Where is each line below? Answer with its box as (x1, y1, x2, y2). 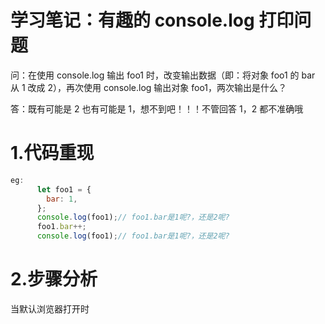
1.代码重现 (10, 142, 95, 165)
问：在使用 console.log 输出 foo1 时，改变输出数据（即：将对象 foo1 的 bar (10, 69, 316, 81)
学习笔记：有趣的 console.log (10, 9, 255, 32)
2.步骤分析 (10, 268, 98, 291)
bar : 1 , (46, 194, 78, 204)
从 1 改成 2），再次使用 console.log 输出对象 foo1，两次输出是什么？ (10, 81, 288, 93)
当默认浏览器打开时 (10, 302, 90, 315)
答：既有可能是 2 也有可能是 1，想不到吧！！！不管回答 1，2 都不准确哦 (10, 102, 304, 115)
